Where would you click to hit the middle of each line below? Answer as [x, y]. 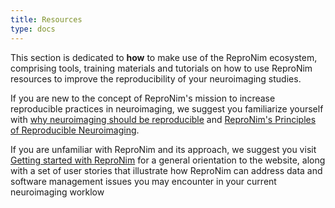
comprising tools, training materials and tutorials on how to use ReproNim [161, 68]
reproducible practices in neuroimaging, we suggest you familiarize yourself [167, 108]
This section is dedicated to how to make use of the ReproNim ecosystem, [164, 57]
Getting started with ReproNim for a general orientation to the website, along [168, 160]
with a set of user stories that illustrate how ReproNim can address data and [166, 170]
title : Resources [46, 19]
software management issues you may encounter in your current [143, 181]
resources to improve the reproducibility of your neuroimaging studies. [156, 78]
